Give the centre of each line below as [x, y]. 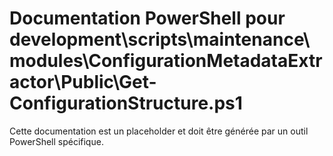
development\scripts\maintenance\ [160, 39]
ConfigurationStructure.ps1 [126, 103]
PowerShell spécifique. [56, 141]
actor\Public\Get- [83, 82]
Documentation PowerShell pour [147, 18]
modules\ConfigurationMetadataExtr [166, 61]
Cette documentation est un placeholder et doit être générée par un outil [159, 131]
